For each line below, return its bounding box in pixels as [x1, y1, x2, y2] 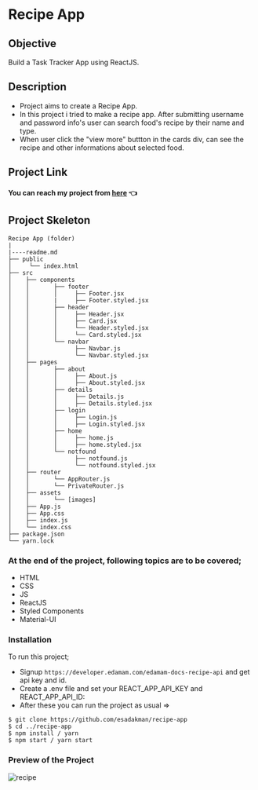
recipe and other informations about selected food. [19, 143, 184, 152]
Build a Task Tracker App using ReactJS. [8, 57, 140, 67]
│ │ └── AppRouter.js [8, 475, 111, 483]
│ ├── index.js [8, 516, 68, 524]
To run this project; [8, 652, 69, 661]
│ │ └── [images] [8, 496, 96, 503]
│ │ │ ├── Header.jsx [8, 310, 125, 318]
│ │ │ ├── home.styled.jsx [8, 441, 143, 448]
